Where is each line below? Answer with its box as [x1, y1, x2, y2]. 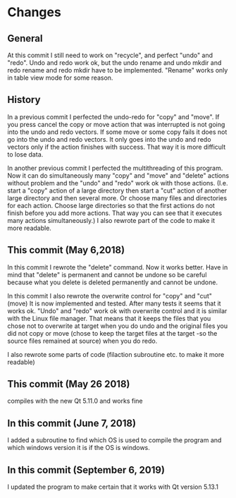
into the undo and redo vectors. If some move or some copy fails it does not [7, 128, 228, 136]
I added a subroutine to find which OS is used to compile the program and [7, 436, 222, 444]
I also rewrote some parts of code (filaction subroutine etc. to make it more [7, 350, 225, 358]
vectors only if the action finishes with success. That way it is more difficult [7, 142, 226, 151]
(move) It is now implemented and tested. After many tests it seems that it [7, 299, 221, 308]
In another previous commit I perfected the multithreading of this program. [7, 164, 223, 172]
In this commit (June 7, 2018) [7, 417, 136, 429]
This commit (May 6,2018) [7, 244, 125, 256]
